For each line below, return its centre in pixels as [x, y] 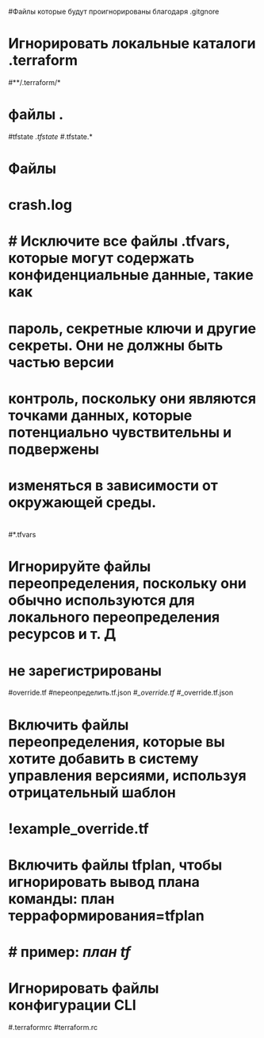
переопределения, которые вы [117, 742]
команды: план [61, 899]
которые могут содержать [101, 258]
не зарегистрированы [85, 670]
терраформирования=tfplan [106, 915]
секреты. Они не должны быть [116, 345]
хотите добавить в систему [103, 759]
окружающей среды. [82, 502]
